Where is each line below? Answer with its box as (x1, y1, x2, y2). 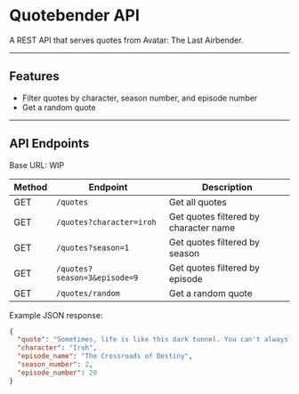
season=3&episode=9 (56, 272, 139, 283)
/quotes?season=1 (56, 242, 130, 253)
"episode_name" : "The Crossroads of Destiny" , (17, 352, 193, 361)
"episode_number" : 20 (17, 368, 98, 377)
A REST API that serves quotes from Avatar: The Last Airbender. (9, 35, 244, 45)
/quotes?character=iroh (56, 217, 158, 227)
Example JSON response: (9, 310, 103, 320)
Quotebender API (9, 5, 141, 26)
